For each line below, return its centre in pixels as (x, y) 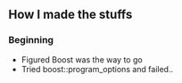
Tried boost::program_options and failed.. (97, 69)
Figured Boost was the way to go (82, 59)
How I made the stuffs (70, 15)
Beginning (31, 40)
